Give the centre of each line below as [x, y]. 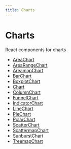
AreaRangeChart [30, 65]
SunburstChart [28, 136]
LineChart [23, 109]
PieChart [22, 114]
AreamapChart [28, 70]
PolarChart [24, 119]
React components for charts [36, 50]
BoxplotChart [26, 81]
